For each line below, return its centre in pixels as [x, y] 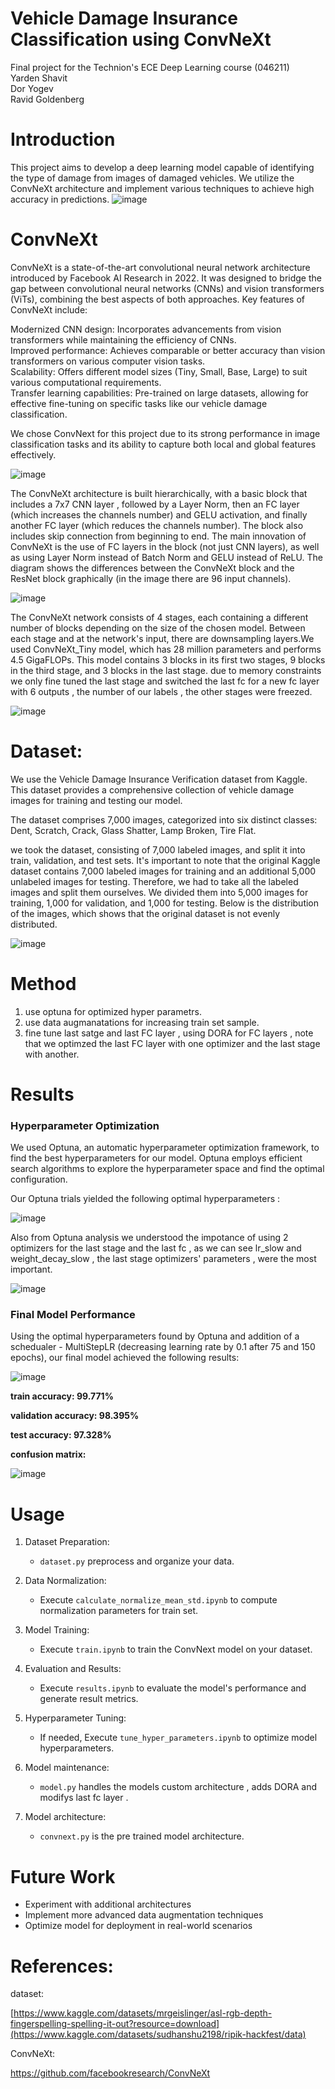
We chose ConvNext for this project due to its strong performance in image [165, 433]
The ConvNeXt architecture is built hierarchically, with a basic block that [159, 493]
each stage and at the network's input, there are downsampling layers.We [162, 638]
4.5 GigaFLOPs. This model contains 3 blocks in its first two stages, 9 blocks [168, 659]
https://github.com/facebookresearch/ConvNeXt [110, 2073]
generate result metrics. [89, 1699]
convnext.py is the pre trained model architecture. [142, 1836]
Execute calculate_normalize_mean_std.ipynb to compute [158, 1600]
